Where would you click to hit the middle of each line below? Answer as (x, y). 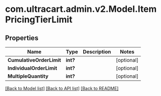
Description (97, 52)
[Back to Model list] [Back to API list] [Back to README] (62, 88)
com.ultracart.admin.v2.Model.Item (81, 9)
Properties (22, 38)
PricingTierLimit (39, 20)
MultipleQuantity (28, 76)
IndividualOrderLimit (32, 68)
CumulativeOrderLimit (34, 60)
